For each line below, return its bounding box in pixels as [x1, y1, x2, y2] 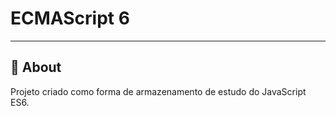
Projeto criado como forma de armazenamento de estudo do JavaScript [10, 85, 307, 97]
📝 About [10, 59, 62, 76]
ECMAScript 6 [10, 7, 130, 30]
